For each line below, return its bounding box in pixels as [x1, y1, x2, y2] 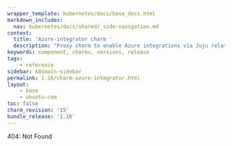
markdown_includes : [7, 17, 64, 24]
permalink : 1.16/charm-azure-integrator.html [7, 74, 140, 82]
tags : [7, 55, 23, 62]
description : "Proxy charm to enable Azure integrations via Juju [13, 42, 209, 49]
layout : [7, 81, 30, 88]
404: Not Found [7, 132, 52, 140]
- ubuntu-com [19, 94, 57, 101]
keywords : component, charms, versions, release [7, 49, 150, 56]
